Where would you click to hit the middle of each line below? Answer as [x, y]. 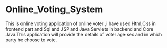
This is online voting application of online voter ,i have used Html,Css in [81, 23]
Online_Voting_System [54, 9]
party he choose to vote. [31, 40]
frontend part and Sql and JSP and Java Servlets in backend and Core [79, 29]
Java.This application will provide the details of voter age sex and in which [84, 34]
